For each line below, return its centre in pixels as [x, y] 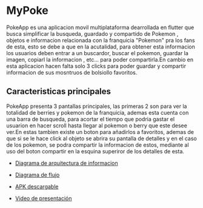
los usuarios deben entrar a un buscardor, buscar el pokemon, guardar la [98, 53]
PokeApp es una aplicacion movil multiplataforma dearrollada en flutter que [100, 27]
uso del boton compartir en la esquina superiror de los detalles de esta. [95, 151]
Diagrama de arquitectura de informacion [66, 163]
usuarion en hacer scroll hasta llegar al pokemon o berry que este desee [97, 126]
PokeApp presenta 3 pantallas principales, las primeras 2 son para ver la [97, 106]
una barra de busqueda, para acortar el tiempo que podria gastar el [90, 119]
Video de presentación [43, 198]
